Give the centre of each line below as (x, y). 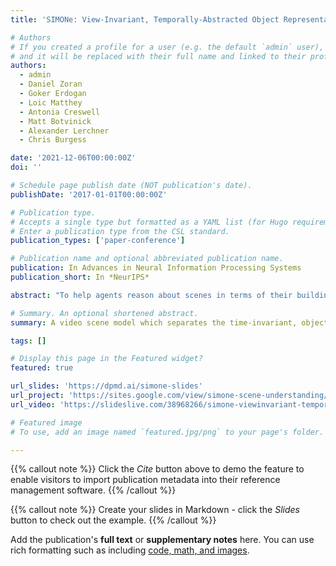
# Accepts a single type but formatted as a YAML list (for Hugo (149, 222)
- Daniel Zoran (51, 84)
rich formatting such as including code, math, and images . (130, 550)
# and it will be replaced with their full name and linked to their (158, 56)
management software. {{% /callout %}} (93, 490)
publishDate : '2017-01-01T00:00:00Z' (89, 194)
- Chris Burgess (53, 140)
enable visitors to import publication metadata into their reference (145, 480)
